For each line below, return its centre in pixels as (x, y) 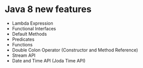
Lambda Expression (32, 23)
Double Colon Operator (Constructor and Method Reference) (75, 50)
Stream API (24, 55)
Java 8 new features (48, 9)
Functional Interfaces (34, 28)
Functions (22, 44)
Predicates (23, 39)
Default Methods (29, 34)
